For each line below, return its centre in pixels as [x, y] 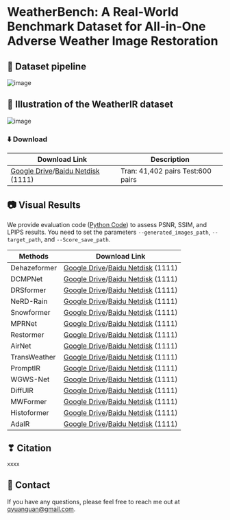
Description [170, 160]
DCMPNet [27, 279]
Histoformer [30, 412]
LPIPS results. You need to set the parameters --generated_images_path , [109, 232]
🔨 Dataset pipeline [47, 66]
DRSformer [28, 290]
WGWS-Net [30, 379]
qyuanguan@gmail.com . [41, 509]
